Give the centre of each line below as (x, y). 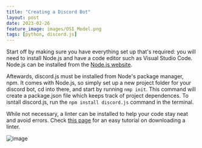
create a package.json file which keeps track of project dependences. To (98, 96)
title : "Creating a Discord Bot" (49, 12)
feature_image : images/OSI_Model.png (54, 29)
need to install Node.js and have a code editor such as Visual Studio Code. (99, 58)
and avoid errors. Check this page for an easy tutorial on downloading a (96, 120)
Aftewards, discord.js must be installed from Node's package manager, (95, 76)
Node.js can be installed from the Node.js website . (69, 65)
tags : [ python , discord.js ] (42, 35)
